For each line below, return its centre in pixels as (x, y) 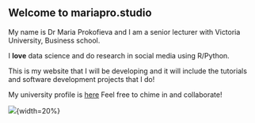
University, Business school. (54, 40)
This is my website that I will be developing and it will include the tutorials (128, 71)
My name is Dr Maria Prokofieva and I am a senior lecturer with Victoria (124, 32)
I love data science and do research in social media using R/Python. (119, 55)
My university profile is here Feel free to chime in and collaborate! (115, 95)
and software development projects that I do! (82, 79)
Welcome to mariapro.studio (80, 13)
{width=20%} (38, 110)
